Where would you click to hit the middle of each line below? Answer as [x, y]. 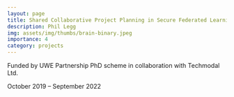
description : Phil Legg [42, 26]
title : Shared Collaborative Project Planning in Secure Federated [107, 20]
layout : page [26, 14]
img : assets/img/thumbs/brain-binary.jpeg [70, 33]
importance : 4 [28, 39]
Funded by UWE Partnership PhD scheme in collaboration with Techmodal [114, 65]
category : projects [36, 46]
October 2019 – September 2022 [54, 86]
